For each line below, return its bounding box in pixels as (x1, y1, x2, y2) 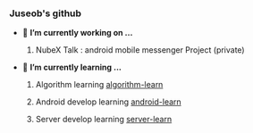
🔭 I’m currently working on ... (21, 28, 133, 38)
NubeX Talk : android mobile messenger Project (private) (35, 45, 245, 55)
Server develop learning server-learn (35, 114, 173, 125)
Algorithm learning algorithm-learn (35, 79, 164, 90)
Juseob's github (9, 7, 82, 20)
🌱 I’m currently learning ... (21, 62, 122, 73)
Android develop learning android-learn (35, 96, 181, 107)
